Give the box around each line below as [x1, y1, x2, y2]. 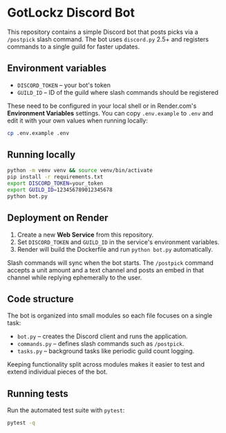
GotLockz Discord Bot [7, 5, 135, 21]
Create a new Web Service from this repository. [17, 230, 154, 239]
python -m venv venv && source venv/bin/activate [7, 167, 153, 174]
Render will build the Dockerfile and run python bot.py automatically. [17, 245, 213, 253]
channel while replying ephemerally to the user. [7, 273, 142, 282]
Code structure [7, 293, 74, 305]
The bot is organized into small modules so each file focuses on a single [7, 311, 213, 320]
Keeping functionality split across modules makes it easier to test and [7, 360, 205, 369]
